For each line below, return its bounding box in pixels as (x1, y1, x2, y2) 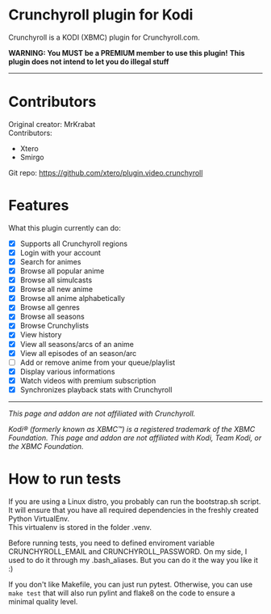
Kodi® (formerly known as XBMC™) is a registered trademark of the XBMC (8, 424, 256, 434)
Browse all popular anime (19, 266, 105, 276)
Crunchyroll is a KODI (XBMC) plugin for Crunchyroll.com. (8, 32, 200, 42)
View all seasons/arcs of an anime (19, 339, 135, 349)
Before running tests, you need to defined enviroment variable (8, 538, 215, 548)
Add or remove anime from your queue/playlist (19, 358, 176, 367)
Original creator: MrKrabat (8, 119, 96, 129)
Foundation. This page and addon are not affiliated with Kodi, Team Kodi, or (8, 433, 262, 443)
